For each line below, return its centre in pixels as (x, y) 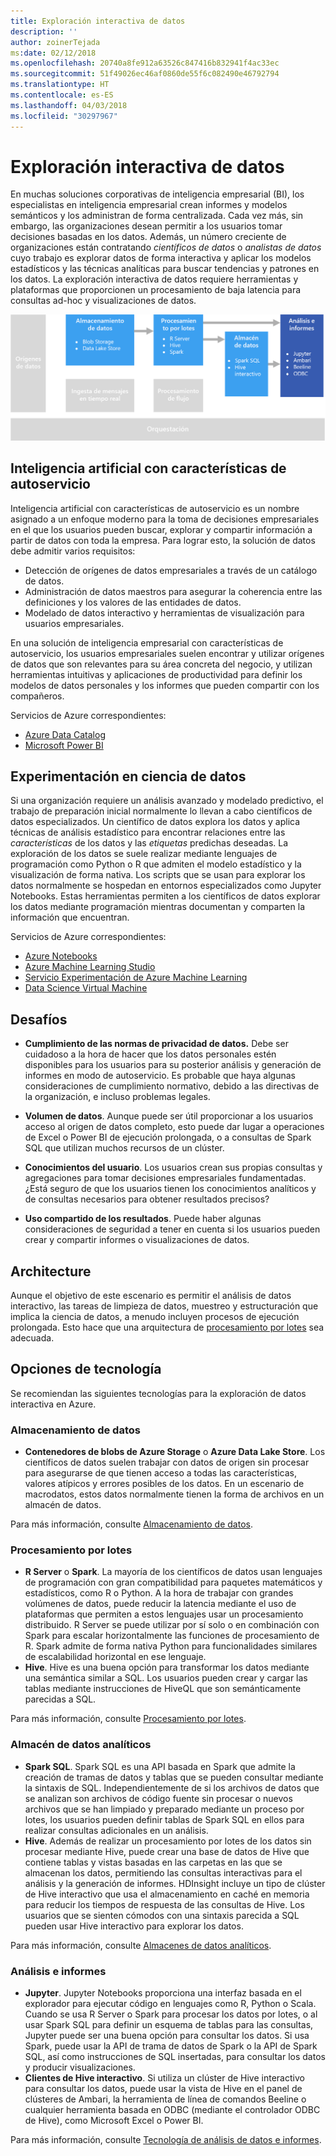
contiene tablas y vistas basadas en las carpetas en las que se (153, 1862)
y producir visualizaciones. (80, 2067)
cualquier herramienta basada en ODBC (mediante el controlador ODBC (172, 2109)
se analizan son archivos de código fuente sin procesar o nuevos (158, 1798)
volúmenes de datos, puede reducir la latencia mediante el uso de (160, 1604)
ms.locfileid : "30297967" (64, 116)
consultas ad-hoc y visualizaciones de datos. (103, 301)
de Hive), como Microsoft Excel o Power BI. (114, 2120)
